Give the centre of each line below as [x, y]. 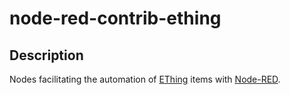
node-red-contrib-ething [115, 18]
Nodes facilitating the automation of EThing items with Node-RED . [145, 79]
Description [46, 55]
